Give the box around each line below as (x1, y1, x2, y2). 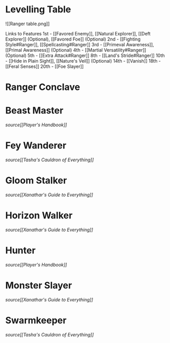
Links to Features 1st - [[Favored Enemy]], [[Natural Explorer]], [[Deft (5, 30, 150, 36)
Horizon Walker (5, 209, 73, 221)
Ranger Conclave (5, 81, 81, 93)
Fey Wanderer (5, 140, 67, 151)
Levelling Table (5, 4, 71, 15)
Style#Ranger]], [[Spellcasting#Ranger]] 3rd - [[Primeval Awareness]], (5, 41, 154, 47)
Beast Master (5, 105, 64, 117)
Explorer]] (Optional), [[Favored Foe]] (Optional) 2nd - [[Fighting (5, 36, 141, 42)
